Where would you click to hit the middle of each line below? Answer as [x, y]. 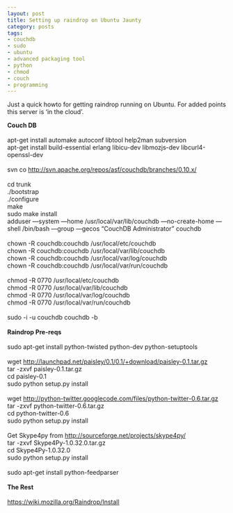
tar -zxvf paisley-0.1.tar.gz [45, 369]
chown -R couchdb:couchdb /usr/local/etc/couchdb [82, 243]
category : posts [31, 26]
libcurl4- [193, 147]
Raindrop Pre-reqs [34, 332]
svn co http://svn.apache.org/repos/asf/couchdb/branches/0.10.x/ [102, 170]
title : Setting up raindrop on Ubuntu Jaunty [74, 20]
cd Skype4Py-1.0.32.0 [39, 450]
